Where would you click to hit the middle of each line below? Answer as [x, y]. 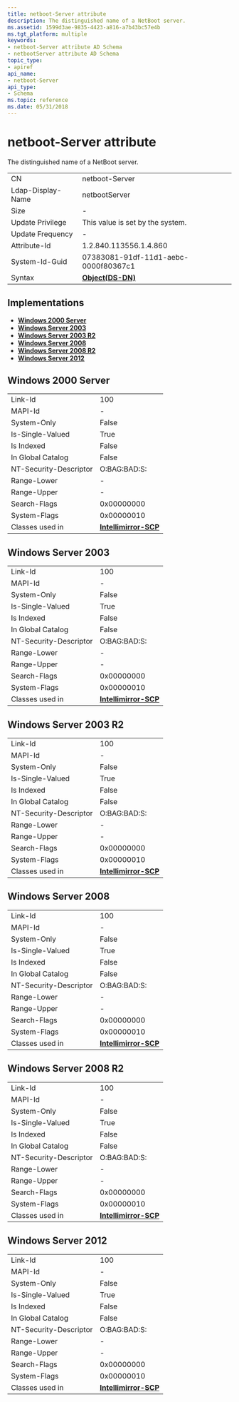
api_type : [22, 87]
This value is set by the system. [134, 222]
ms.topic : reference [38, 101]
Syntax [22, 278]
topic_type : [25, 61]
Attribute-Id [31, 245]
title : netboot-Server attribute [57, 14]
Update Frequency [42, 234]
